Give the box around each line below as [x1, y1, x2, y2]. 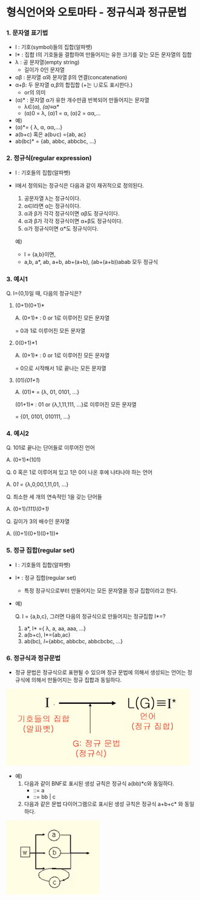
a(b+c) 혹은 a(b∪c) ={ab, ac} [15, 131, 86, 138]
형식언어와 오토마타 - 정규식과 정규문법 [6, 5, 187, 19]
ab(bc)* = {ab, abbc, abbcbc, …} [15, 137, 97, 145]
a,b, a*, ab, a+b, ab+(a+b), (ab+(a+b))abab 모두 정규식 [24, 258, 158, 265]
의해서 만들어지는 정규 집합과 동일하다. [31, 676, 122, 683]
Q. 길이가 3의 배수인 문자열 [6, 518, 70, 525]
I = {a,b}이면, [24, 251, 56, 258]
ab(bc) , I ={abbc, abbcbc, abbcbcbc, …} [24, 637, 123, 645]
